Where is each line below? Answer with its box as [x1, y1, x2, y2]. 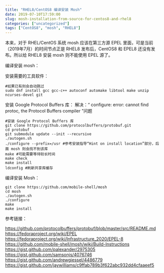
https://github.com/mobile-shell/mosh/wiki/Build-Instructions [5, 241, 130, 247]
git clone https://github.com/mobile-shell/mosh [5, 185, 107, 190]
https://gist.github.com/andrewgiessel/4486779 [5, 257, 103, 263]
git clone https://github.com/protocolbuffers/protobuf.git [5, 123, 132, 128]
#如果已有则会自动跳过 [5, 84, 44, 89]
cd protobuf [5, 127, 30, 132]
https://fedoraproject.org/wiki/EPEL [5, 231, 78, 237]
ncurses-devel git [5, 92, 43, 98]
